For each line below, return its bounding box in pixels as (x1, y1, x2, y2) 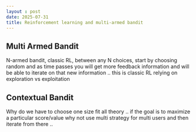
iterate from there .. (6, 121, 53, 127)
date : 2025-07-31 (6, 14, 49, 20)
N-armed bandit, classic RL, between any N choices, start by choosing (6, 57, 178, 64)
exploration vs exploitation (6, 76, 71, 83)
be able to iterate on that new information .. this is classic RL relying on (6, 69, 178, 76)
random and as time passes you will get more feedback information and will (6, 63, 190, 70)
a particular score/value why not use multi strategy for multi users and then (6, 114, 189, 121)
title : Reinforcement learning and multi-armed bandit (6, 19, 144, 25)
